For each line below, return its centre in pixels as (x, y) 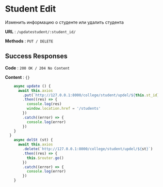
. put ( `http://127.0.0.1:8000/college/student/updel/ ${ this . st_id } (91, 95)
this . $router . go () (45, 158)
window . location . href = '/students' (64, 109)
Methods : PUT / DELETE (29, 41)
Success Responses (36, 56)
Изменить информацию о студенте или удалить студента (65, 22)
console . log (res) (44, 104)
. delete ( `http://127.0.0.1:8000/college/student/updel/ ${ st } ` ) (88, 149)
